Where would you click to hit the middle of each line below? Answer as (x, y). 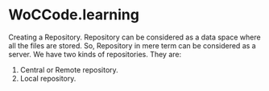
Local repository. (48, 78)
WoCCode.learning (74, 15)
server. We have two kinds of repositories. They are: (95, 54)
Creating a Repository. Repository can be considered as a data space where (134, 37)
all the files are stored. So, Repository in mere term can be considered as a (132, 45)
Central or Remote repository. (69, 69)
